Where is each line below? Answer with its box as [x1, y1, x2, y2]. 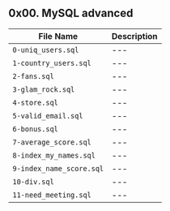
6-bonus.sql [12, 124, 59, 133]
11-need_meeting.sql [12, 190, 91, 200]
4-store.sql [12, 97, 59, 107]
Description [112, 30, 158, 41]
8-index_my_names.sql [12, 150, 96, 160]
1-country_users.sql [12, 58, 91, 67]
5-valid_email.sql [12, 111, 83, 120]
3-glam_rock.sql [12, 84, 75, 94]
